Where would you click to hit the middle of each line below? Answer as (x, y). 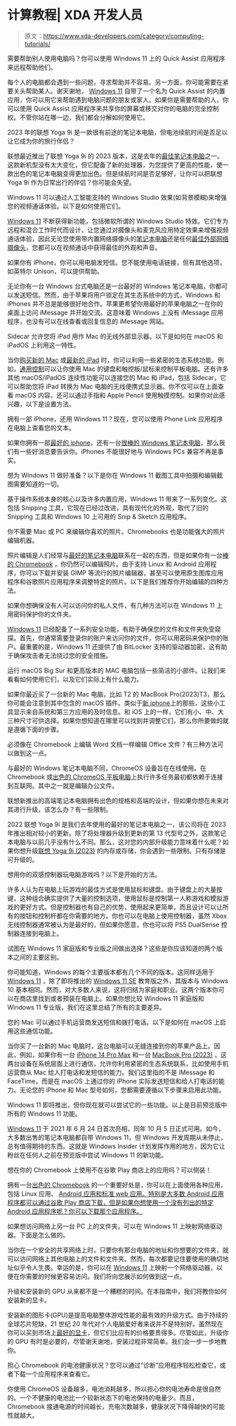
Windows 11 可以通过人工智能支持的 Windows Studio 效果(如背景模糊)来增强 (117, 197)
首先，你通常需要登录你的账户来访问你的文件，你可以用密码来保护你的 (121, 637)
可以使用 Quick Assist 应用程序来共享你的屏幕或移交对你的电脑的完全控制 (113, 108)
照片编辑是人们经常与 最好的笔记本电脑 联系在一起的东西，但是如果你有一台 (115, 555)
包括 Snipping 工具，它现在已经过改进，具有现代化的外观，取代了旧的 (108, 507)
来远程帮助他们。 (32, 67)
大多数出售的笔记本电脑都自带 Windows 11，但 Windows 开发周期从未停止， (117, 1137)
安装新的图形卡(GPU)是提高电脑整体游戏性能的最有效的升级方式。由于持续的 (118, 1315)
